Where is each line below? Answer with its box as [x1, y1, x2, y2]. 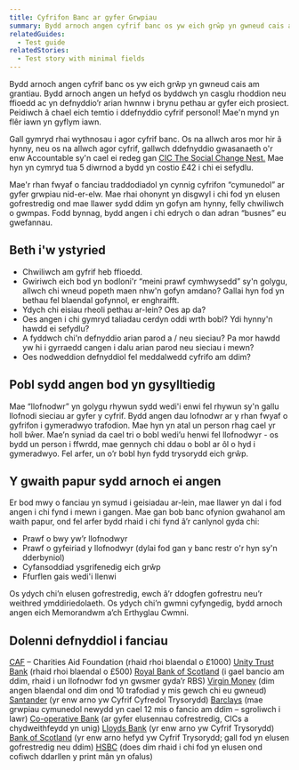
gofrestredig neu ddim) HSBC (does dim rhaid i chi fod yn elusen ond [9, 742, 263, 752]
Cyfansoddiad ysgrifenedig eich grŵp [21, 562, 162, 573]
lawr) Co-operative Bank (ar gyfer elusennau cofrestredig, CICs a [9, 713, 249, 725]
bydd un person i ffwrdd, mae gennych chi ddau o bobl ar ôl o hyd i [9, 438, 256, 449]
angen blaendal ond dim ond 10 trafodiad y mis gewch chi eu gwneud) [9, 686, 267, 696]
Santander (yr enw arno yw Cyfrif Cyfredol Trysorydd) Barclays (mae [9, 694, 263, 705]
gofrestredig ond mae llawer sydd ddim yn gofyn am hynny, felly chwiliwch [9, 198, 285, 209]
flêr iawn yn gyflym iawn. [9, 116, 102, 127]
